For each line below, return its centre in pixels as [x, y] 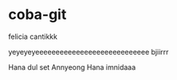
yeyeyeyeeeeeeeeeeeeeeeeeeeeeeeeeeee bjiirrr [88, 51]
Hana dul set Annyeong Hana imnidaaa [72, 67]
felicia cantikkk [33, 36]
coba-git [37, 15]
